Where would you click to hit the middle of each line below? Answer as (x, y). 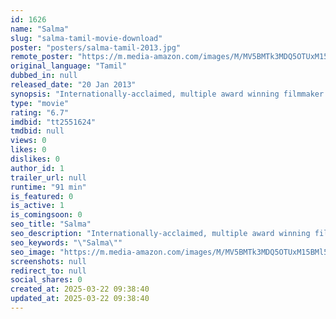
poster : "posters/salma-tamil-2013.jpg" (96, 47)
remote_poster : (42, 57)
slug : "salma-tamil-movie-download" (86, 38)
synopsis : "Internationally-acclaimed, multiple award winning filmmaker (167, 94)
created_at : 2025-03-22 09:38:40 (80, 289)
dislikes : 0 (35, 159)
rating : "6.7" (40, 112)
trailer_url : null (48, 177)
